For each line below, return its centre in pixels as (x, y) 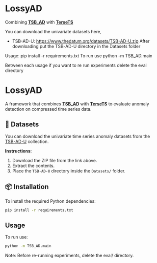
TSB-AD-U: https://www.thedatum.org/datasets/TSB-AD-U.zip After (81, 41)
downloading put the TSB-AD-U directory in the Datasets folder (76, 46)
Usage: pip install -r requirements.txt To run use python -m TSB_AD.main (79, 56)
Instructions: (19, 151)
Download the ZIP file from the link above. (54, 160)
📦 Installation (27, 187)
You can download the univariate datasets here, (53, 31)
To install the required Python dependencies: (50, 201)
